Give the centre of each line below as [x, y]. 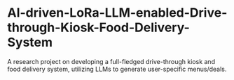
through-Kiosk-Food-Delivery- [99, 27]
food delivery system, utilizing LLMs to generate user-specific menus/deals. [117, 69]
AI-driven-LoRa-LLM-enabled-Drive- [117, 13]
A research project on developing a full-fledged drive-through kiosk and [111, 61]
